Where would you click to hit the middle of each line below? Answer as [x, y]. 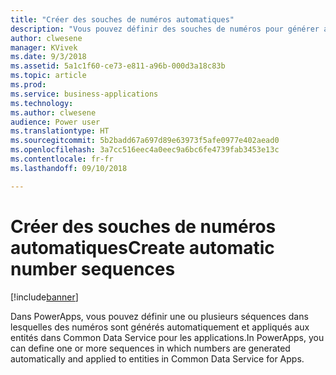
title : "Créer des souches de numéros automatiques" [122, 19]
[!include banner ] [44, 297]
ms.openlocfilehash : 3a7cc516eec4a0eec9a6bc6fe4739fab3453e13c [145, 150]
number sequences [93, 268]
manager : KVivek [44, 47]
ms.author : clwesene [53, 112]
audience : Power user [55, 122]
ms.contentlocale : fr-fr [62, 159]
